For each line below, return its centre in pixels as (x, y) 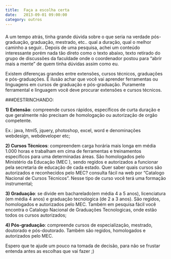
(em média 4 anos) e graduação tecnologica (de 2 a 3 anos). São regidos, (83, 199)
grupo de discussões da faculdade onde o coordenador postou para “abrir (84, 59)
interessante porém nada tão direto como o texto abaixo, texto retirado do (83, 53)
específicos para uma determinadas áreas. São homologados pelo (75, 157)
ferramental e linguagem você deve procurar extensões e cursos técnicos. (84, 90)
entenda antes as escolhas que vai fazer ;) (50, 251)
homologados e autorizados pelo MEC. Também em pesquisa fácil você (81, 204)
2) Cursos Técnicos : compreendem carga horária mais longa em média (81, 146)
